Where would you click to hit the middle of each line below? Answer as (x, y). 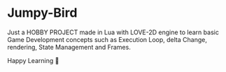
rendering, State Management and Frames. (69, 47)
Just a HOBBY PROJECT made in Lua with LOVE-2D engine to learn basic (113, 32)
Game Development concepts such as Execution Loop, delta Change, (107, 39)
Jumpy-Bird (42, 13)
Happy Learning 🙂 (33, 60)
